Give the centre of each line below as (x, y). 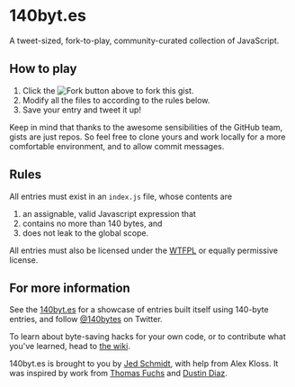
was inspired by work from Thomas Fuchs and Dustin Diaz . (118, 373)
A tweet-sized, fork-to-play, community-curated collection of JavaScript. (144, 40)
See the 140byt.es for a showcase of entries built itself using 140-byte (139, 310)
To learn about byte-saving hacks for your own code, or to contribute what (147, 337)
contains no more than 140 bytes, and (92, 223)
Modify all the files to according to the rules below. (116, 100)
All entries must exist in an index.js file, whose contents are (121, 196)
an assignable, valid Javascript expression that (109, 213)
